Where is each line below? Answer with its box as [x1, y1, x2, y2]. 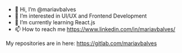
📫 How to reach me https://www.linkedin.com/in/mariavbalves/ [14, 26, 176, 33]
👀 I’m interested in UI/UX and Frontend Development [14, 12, 147, 19]
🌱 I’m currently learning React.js [14, 19, 96, 26]
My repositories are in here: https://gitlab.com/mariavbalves [6, 40, 157, 47]
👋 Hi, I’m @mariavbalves [14, 6, 77, 13]
